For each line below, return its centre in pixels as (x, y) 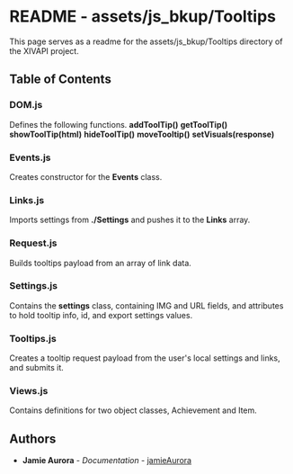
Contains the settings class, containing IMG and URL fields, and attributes (146, 305)
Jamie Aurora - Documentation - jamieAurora (107, 461)
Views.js (29, 391)
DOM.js (26, 105)
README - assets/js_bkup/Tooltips (143, 17)
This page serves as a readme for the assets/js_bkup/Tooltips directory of (146, 41)
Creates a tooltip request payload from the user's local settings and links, (145, 358)
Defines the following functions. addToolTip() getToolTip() (119, 124)
